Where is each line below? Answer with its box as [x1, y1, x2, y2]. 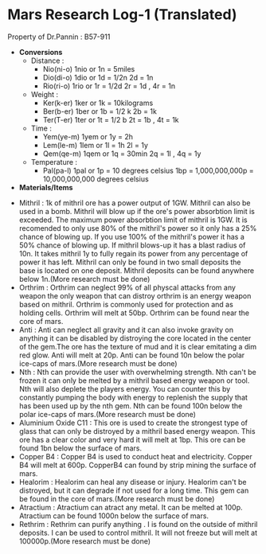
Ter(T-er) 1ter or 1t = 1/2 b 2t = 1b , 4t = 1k [42, 115, 180, 124]
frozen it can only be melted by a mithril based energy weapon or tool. [18, 376, 250, 385]
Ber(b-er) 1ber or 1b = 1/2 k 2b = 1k [42, 106, 157, 116]
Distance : [30, 56, 65, 65]
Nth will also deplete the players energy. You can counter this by [18, 384, 231, 393]
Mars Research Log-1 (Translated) [7, 6, 237, 24]
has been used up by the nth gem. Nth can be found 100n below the [18, 400, 243, 411]
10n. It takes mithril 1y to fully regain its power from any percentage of [18, 248, 248, 258]
